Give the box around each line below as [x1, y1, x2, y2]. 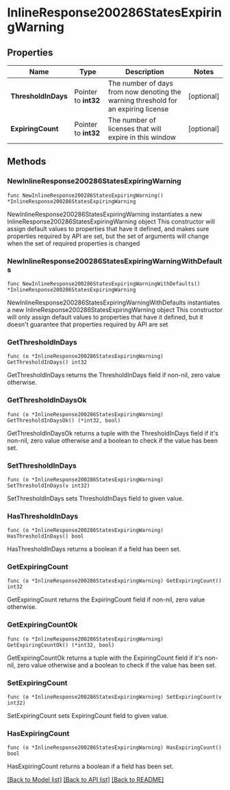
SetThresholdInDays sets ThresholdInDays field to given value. [7, 494, 184, 502]
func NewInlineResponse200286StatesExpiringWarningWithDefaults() [7, 280, 201, 287]
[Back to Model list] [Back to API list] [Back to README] [7, 776, 164, 784]
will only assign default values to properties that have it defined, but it [7, 313, 203, 321]
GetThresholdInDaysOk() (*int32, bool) [7, 417, 121, 424]
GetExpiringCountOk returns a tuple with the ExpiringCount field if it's [7, 654, 203, 662]
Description [125, 67, 164, 76]
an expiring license [108, 104, 169, 114]
